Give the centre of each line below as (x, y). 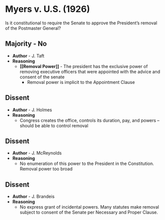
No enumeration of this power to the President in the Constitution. (87, 164)
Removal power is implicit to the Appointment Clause (81, 82)
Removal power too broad (46, 169)
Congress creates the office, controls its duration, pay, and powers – (89, 120)
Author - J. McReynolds (37, 153)
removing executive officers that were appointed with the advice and (90, 72)
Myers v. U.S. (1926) (48, 9)
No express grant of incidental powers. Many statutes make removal (89, 207)
